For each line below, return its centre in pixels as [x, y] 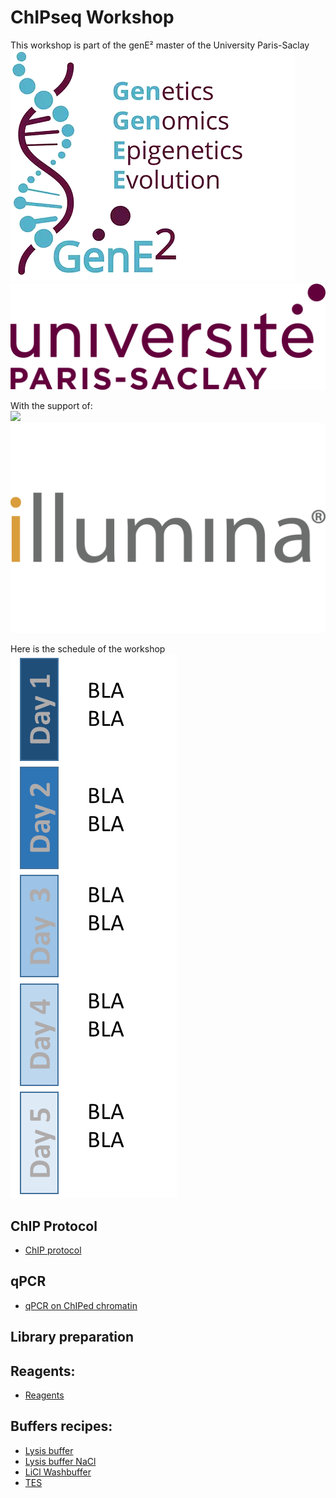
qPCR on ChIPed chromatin [81, 1305]
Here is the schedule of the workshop [88, 649]
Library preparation [72, 1337]
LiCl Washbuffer [58, 1472]
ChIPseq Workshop [92, 17]
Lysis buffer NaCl [60, 1461]
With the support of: [51, 406]
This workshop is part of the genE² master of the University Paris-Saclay [160, 45]
